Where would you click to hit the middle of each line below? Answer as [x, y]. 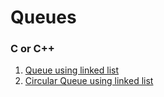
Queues [43, 17]
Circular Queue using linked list [89, 81]
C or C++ [32, 49]
